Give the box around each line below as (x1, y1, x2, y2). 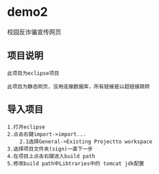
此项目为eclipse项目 (7, 69, 60, 76)
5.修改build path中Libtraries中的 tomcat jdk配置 (7, 160, 145, 167)
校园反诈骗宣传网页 (7, 28, 62, 36)
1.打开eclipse (7, 123, 46, 131)
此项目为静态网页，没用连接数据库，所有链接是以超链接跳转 (7, 83, 150, 90)
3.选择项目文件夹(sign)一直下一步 (7, 145, 93, 152)
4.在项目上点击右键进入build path (7, 153, 95, 160)
